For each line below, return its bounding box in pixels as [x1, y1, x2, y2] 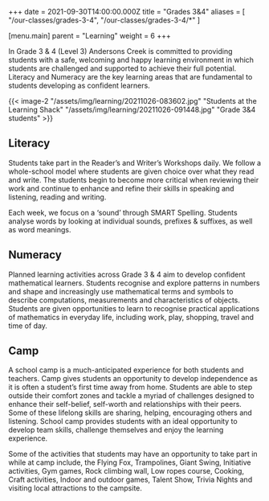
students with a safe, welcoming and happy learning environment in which [8, 55, 255, 64]
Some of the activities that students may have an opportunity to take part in [8, 450, 259, 459]
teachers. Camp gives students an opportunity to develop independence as [8, 374, 259, 384]
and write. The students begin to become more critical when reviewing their [8, 175, 259, 184]
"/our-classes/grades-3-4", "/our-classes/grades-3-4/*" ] [8, 15, 201, 25]
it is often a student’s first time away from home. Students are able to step [8, 382, 253, 392]
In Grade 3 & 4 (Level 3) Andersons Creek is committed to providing [8, 47, 233, 55]
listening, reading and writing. [8, 192, 107, 202]
